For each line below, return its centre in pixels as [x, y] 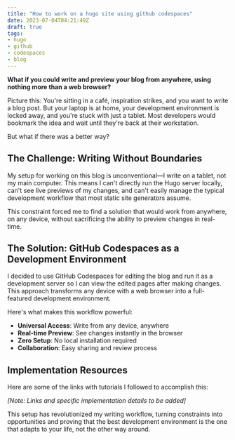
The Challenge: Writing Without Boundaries [105, 159]
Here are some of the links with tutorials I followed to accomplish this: [108, 387]
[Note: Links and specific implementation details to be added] [97, 401]
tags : [15, 33]
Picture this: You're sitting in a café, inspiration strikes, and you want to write [118, 100]
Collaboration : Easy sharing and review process [87, 348]
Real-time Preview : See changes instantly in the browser [100, 333]
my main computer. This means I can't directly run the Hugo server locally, [115, 182]
